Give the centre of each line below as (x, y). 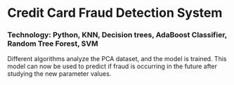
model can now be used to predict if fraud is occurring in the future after (112, 66)
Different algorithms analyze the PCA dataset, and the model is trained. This (117, 59)
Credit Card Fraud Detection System (115, 13)
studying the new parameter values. (59, 74)
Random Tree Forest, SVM (53, 44)
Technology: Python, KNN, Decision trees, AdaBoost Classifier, (117, 35)
